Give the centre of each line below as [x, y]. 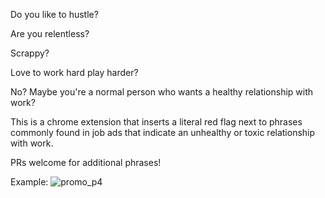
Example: [29, 182]
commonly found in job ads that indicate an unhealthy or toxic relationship [163, 132]
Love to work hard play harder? [74, 72]
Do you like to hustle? [54, 14]
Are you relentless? [50, 33]
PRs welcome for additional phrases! [86, 162]
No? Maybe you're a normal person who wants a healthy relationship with [162, 92]
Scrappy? [30, 53]
